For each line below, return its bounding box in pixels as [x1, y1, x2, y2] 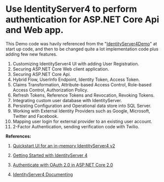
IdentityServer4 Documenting [12, 171, 73, 177]
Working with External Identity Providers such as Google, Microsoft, [12, 108, 151, 114]
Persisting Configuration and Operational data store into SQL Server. [12, 103, 152, 109]
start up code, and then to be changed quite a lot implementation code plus [5, 46, 159, 52]
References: [5, 133, 32, 139]
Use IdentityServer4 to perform [5, 3, 137, 15]
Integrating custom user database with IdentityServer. [12, 97, 122, 103]
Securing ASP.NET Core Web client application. [12, 66, 109, 72]
